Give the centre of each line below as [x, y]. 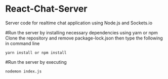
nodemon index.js [24, 71]
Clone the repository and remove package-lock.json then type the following [84, 38]
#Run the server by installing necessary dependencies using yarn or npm [82, 32]
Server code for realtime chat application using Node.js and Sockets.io [79, 23]
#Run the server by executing [36, 62]
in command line [23, 43]
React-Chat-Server [46, 9]
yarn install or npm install [36, 53]
